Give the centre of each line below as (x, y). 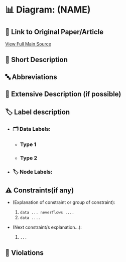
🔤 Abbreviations (31, 77)
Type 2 (29, 158)
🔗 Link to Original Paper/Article (54, 32)
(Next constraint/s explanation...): (47, 227)
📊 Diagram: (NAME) (48, 10)
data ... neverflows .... (47, 213)
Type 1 (28, 144)
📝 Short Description (36, 60)
